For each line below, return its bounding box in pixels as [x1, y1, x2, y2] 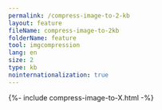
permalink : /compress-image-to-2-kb [8, 11, 130, 20]
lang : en [8, 49, 38, 57]
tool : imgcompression [8, 41, 81, 49]
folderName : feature [8, 33, 77, 42]
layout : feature [8, 19, 62, 27]
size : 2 [8, 57, 34, 65]
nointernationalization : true [8, 71, 109, 79]
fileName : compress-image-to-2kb [8, 26, 120, 34]
